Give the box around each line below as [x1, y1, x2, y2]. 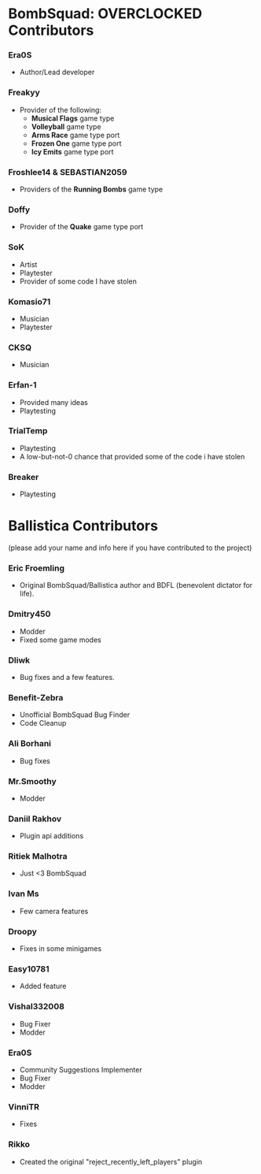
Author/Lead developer [19, 68, 95, 77]
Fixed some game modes [19, 635, 102, 645]
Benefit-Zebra [8, 692, 64, 703]
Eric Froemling [8, 563, 65, 574]
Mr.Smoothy [8, 775, 57, 786]
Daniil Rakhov [8, 813, 62, 824]
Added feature [19, 982, 67, 991]
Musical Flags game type [31, 113, 115, 123]
